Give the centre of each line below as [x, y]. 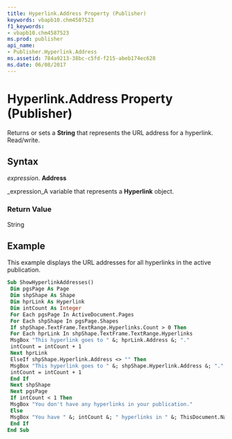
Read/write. [23, 140]
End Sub [18, 430]
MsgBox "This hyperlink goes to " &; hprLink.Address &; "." [100, 340]
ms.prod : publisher [35, 39]
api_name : [21, 45]
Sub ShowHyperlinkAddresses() [51, 283]
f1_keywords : [26, 26]
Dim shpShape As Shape [43, 296]
